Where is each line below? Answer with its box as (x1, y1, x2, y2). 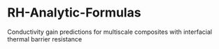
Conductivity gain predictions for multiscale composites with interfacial (7, 28, 212, 36)
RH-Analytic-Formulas (7, 5, 141, 21)
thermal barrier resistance (7, 35, 83, 43)
